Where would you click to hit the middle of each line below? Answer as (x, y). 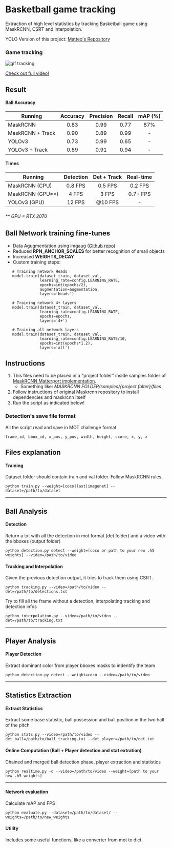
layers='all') (55, 348)
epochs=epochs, (56, 316)
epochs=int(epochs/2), (64, 285)
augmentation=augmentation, (70, 289)
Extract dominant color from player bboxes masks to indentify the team (80, 665)
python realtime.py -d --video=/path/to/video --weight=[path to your (82, 771)
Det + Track (107, 177)
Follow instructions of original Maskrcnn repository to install (76, 392)
